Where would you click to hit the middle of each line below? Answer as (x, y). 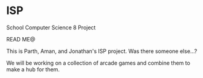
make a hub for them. (33, 69)
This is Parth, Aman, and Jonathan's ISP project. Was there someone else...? (102, 51)
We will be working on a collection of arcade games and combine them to (98, 63)
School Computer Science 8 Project (51, 27)
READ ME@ (21, 39)
